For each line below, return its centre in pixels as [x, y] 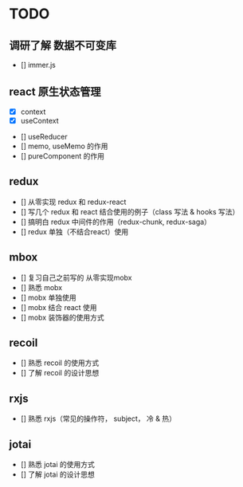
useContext [39, 120]
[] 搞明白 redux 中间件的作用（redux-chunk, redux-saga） [116, 222]
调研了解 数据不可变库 [63, 45]
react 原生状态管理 [55, 92]
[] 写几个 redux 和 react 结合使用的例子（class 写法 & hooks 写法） [130, 211]
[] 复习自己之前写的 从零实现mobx [76, 277]
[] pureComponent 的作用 [63, 155]
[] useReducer [44, 136]
